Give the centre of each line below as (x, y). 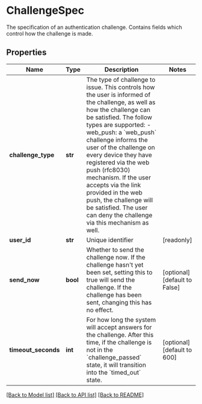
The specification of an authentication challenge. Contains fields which (94, 27)
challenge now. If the (116, 257)
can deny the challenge (119, 215)
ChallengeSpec (45, 11)
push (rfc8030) (108, 170)
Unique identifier (110, 240)
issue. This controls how (121, 87)
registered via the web (118, 162)
